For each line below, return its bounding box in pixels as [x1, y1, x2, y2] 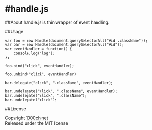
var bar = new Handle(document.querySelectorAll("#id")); [5, 42, 124, 47]
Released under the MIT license [5, 120, 69, 126]
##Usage [5, 29, 24, 34]
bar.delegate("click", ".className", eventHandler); [5, 80, 113, 85]
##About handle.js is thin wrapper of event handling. [5, 19, 110, 25]
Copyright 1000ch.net [5, 115, 48, 121]
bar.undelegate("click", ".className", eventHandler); [5, 88, 118, 94]
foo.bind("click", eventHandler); [5, 63, 75, 68]
